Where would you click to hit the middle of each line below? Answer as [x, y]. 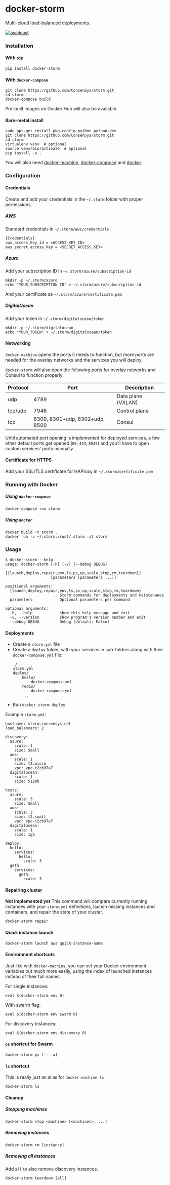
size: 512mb [27, 781]
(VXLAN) [127, 402]
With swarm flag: [23, 1005]
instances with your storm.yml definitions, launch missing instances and [80, 906]
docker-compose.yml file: [37, 655]
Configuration [23, 176]
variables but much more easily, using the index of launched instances [79, 971]
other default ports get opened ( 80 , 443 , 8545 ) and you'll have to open [77, 443]
